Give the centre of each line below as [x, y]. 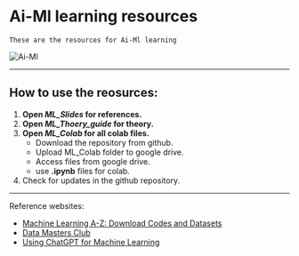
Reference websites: [47, 205]
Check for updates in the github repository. [101, 180]
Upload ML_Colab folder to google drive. [109, 152]
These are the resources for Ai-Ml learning [93, 40]
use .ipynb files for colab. [83, 171]
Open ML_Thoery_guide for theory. [88, 124]
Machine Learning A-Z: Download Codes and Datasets [122, 223]
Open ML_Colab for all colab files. [85, 133]
